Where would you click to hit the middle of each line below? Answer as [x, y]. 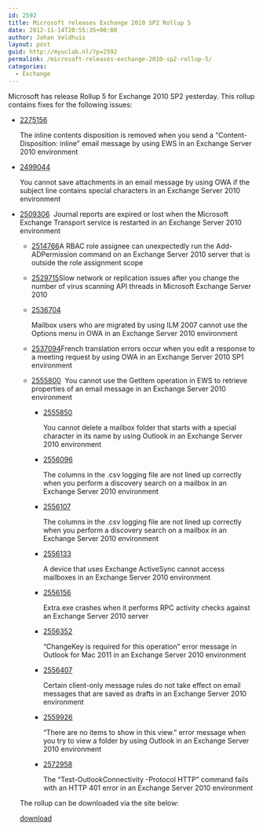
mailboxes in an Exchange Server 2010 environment [127, 577]
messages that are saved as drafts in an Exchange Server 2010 [145, 693]
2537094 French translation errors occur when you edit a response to [143, 348]
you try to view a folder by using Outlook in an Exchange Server [146, 740]
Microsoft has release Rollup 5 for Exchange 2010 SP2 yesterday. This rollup [131, 96]
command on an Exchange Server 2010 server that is [164, 254]
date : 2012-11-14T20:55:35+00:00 [63, 30]
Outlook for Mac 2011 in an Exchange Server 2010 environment [144, 654]
